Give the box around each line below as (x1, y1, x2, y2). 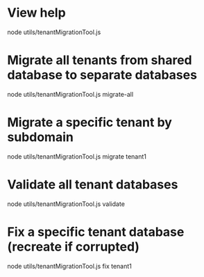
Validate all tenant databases (7, 177, 178, 192)
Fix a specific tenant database (7, 224, 185, 239)
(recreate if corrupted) (7, 239, 140, 255)
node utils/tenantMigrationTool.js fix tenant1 (7, 262, 132, 270)
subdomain (7, 129, 74, 145)
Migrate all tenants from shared (7, 52, 192, 68)
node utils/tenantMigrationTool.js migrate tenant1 (7, 152, 147, 161)
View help (7, 5, 66, 21)
